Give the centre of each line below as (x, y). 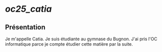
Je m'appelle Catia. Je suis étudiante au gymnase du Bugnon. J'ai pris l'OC (81, 39)
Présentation (25, 27)
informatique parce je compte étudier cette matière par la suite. (69, 44)
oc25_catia (28, 9)
